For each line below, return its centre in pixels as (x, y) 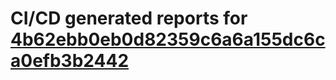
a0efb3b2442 (70, 61)
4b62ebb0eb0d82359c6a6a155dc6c (168, 39)
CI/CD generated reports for (129, 18)
